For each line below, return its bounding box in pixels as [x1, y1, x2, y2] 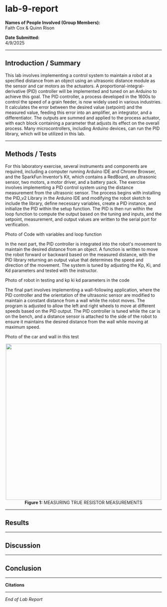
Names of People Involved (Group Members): [5, 19, 100, 25]
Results [5, 518, 29, 527]
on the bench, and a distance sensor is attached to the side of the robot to [5, 313, 158, 319]
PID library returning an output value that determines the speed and [5, 257, 144, 263]
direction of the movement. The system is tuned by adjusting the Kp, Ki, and [5, 262, 161, 268]
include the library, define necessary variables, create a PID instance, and [5, 200, 157, 206]
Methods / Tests [5, 150, 57, 158]
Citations [5, 582, 25, 588]
